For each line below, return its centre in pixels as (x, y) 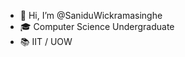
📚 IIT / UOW (46, 41)
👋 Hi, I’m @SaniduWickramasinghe (91, 15)
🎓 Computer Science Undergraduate (97, 26)
